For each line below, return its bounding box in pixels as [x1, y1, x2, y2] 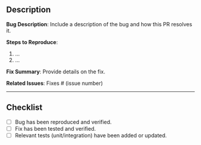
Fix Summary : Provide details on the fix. [6, 68, 106, 75]
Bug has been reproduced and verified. [14, 118, 112, 125]
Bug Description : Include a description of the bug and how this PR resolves [6, 20, 193, 27]
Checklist [6, 103, 43, 113]
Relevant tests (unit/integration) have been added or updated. [14, 131, 167, 139]
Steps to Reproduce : [6, 38, 58, 45]
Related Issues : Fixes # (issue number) [6, 79, 103, 87]
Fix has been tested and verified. [14, 125, 96, 132]
